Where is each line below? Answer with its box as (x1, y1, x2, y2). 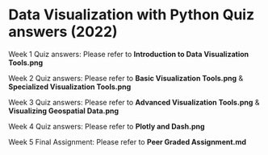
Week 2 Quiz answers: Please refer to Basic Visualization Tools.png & (8, 73, 244, 83)
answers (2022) (8, 22, 119, 41)
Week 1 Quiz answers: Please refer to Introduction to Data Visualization (8, 49, 249, 59)
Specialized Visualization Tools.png (8, 82, 132, 92)
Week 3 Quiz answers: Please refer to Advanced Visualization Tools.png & (8, 97, 260, 107)
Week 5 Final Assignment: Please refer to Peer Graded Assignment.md (8, 137, 247, 146)
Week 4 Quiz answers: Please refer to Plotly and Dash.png (8, 121, 205, 131)
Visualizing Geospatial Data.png (8, 106, 119, 116)
